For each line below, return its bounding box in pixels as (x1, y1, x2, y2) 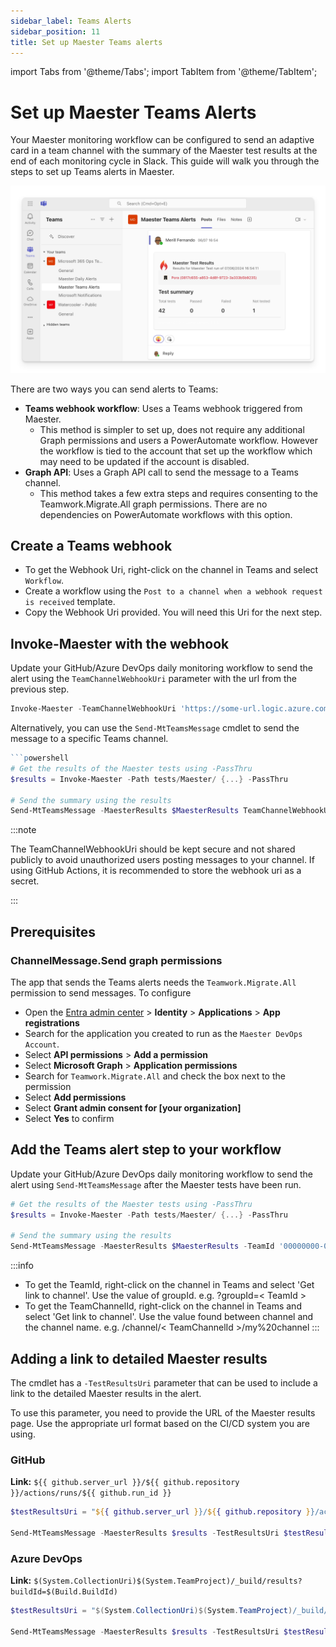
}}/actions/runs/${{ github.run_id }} (10, 1488, 172, 1499)
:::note (10, 824, 37, 836)
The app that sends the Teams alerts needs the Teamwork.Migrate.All (10, 976, 297, 988)
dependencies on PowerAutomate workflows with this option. (39, 508, 293, 520)
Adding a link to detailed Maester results (10, 1350, 268, 1367)
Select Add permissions (24, 1091, 127, 1103)
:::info (10, 1260, 34, 1272)
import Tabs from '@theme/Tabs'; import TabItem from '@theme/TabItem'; (10, 66, 318, 78)
